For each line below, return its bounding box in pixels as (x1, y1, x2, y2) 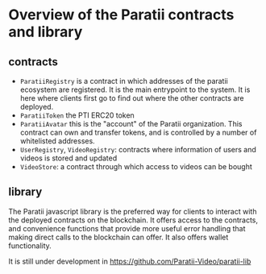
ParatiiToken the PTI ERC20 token (19, 110, 135, 120)
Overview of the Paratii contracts (8, 6, 235, 24)
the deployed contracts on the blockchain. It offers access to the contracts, (8, 215, 258, 225)
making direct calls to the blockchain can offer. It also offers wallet (8, 232, 229, 242)
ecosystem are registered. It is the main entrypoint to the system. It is (19, 85, 251, 94)
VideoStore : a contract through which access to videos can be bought (19, 162, 252, 171)
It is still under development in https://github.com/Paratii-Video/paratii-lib (8, 256, 251, 266)
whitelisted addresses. (19, 136, 95, 146)
